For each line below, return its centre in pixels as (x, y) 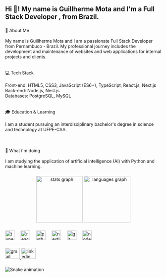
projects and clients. (26, 57)
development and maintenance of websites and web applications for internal (83, 52)
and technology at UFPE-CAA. (36, 130)
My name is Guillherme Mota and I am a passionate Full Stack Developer (79, 41)
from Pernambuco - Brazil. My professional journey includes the (71, 46)
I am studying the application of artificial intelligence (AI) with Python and (80, 161)
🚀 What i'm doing (23, 151)
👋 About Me (17, 31)
